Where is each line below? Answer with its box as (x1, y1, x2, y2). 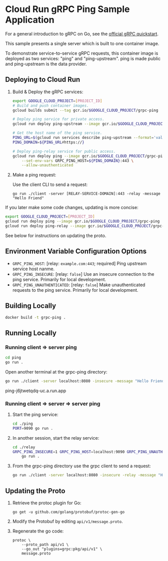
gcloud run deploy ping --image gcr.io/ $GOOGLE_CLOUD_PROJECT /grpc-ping (5, 219, 160, 224)
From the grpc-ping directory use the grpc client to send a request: (12, 463, 151, 469)
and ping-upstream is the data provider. (5, 61, 87, 67)
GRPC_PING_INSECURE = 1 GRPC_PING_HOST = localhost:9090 (12, 449, 125, 454)
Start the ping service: (12, 411, 58, 417)
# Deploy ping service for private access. (12, 117, 105, 122)
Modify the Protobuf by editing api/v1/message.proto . (12, 518, 123, 524)
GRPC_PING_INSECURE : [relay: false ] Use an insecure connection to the (12, 271, 154, 277)
